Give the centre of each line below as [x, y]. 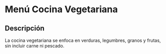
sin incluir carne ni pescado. [35, 46]
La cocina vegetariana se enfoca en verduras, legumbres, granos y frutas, [83, 40]
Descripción [25, 28]
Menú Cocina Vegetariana [61, 9]
